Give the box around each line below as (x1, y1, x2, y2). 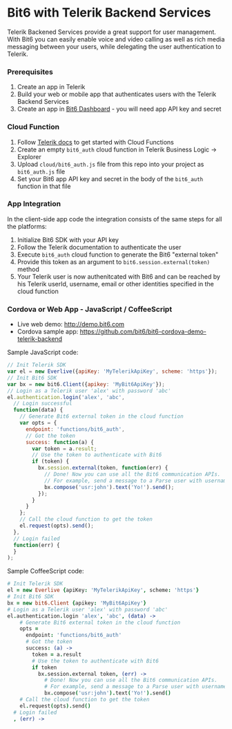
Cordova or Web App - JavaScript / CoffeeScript (7, 304, 173, 314)
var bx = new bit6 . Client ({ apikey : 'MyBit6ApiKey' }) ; (7, 380, 166, 388)
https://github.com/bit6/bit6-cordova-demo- (79, 327, 207, 336)
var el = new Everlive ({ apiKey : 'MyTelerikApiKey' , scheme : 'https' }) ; (7, 368, 217, 375)
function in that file (17, 182, 71, 190)
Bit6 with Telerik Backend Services (7, 5, 211, 21)
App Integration (7, 199, 61, 209)
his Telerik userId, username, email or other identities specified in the (17, 279, 214, 288)
